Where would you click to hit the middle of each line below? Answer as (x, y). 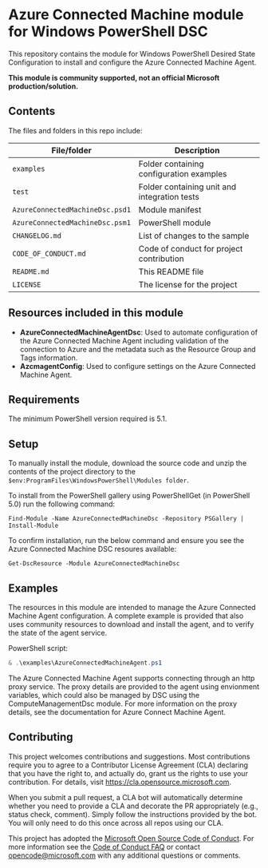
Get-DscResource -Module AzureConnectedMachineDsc (94, 564)
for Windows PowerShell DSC (108, 32)
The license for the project (188, 284)
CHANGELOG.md (37, 236)
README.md (31, 271)
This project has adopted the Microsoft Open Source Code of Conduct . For (131, 838)
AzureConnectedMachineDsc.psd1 (72, 210)
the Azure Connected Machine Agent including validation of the (124, 340)
